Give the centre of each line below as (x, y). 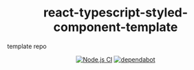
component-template (116, 27)
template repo (27, 46)
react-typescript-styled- (116, 13)
